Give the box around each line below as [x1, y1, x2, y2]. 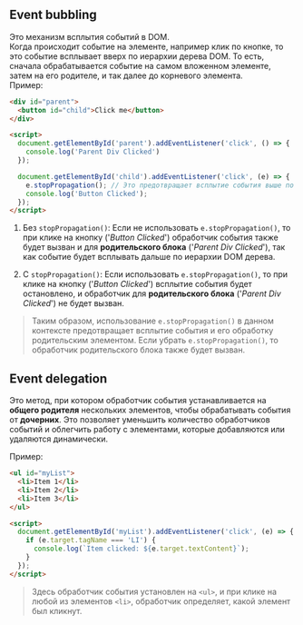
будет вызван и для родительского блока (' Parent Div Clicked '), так [22, 242, 286, 253]
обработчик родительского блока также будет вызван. [31, 344, 246, 355]
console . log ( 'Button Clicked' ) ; [25, 189, 148, 198]
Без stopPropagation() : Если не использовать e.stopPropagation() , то [22, 223, 291, 233]
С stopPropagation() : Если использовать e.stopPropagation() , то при [22, 269, 288, 280]
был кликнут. [31, 605, 83, 616]
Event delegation [9, 371, 107, 386]
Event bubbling [9, 7, 97, 23]
